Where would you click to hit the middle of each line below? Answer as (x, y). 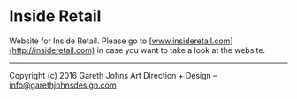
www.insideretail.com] (192, 41)
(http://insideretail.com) (52, 49)
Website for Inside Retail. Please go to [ (81, 41)
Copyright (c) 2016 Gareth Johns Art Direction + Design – (114, 75)
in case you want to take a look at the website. (181, 49)
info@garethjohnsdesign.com (63, 85)
